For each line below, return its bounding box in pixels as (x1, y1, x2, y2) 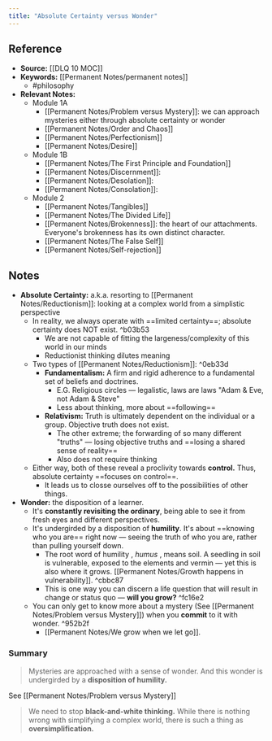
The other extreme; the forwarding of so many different (56, 429, 242, 438)
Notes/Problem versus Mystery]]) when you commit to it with (32, 610, 238, 620)
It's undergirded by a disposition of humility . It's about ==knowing (32, 524, 255, 534)
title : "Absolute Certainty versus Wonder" (8, 11, 158, 20)
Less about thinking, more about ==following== (56, 403, 217, 412)
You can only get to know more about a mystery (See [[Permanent (32, 601, 254, 611)
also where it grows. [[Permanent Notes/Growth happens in (44, 567, 244, 577)
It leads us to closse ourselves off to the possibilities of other (44, 481, 248, 490)
